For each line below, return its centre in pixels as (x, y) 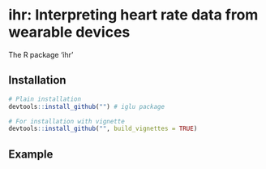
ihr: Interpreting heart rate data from (133, 15)
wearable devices (69, 32)
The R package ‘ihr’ (41, 54)
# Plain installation (45, 99)
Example (31, 154)
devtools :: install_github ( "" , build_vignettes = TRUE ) (103, 129)
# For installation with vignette (67, 121)
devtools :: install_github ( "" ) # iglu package (86, 106)
